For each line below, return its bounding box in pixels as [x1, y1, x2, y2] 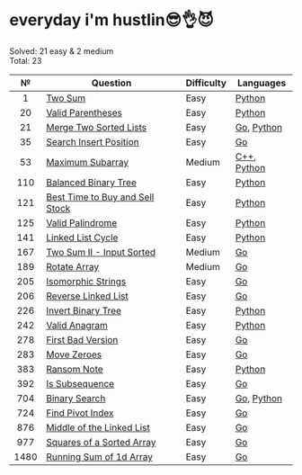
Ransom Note [46, 363, 103, 375]
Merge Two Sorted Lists [46, 121, 147, 133]
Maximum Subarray [46, 156, 129, 168]
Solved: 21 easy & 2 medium [9, 45, 114, 57]
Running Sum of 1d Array [46, 450, 153, 462]
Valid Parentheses [46, 106, 123, 119]
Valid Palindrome [46, 216, 118, 229]
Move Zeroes [46, 348, 102, 361]
